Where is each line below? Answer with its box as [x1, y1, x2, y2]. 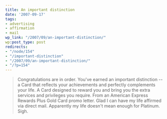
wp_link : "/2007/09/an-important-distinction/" [5, 35, 106, 40]
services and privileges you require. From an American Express [17, 93, 148, 99]
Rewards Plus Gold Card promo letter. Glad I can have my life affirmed [17, 98, 161, 104]
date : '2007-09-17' [5, 12, 46, 17]
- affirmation [5, 26, 35, 31]
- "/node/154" [5, 49, 35, 54]
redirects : [5, 44, 28, 49]
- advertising [5, 21, 35, 26]
